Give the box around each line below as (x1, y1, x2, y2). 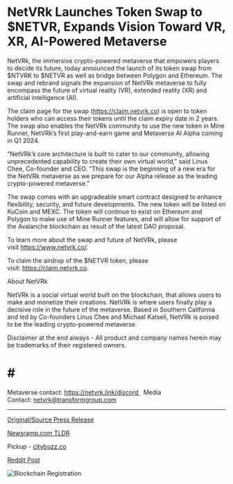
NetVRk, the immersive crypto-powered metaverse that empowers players (7, 56, 220, 64)
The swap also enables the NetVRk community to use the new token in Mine (7, 121, 225, 130)
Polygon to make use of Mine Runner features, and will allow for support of (7, 214, 221, 223)
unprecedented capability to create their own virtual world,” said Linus (7, 157, 208, 165)
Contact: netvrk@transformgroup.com (7, 395, 116, 404)
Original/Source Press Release (7, 415, 94, 424)
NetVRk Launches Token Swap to (7, 4, 202, 20)
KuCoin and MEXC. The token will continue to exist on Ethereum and (7, 207, 202, 216)
